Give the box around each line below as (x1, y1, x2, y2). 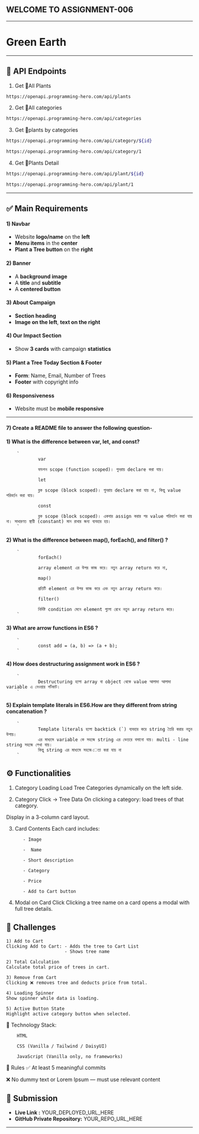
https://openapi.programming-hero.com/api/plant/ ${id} (6, 171, 145, 177)
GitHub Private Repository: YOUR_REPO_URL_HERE (14, 1116, 143, 1123)
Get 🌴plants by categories (14, 126, 79, 134)
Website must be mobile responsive (14, 405, 104, 412)
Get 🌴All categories (14, 104, 62, 112)
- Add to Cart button (23, 888, 76, 894)
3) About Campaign (6, 299, 56, 306)
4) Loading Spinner (6, 990, 54, 996)
